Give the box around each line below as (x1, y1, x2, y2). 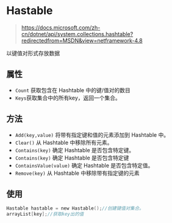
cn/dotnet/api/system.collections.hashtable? (21, 30, 134, 37)
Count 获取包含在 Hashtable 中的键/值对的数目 (15, 86, 131, 93)
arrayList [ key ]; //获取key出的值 (6, 211, 84, 218)
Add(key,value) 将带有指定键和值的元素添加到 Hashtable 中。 (15, 131, 170, 138)
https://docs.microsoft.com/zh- (21, 24, 101, 31)
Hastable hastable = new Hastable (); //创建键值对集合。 (6, 205, 145, 211)
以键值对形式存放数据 (6, 49, 60, 57)
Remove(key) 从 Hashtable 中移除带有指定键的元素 (15, 169, 140, 177)
